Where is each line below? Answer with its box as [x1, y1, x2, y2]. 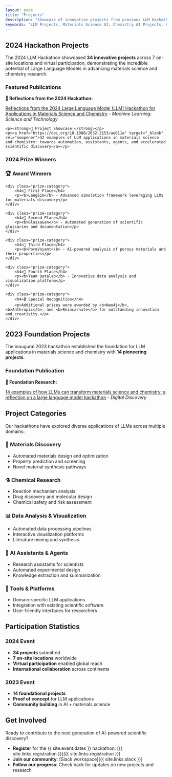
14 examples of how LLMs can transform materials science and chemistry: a [5, 389, 166, 395]
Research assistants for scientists [12, 561, 84, 567]
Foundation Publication [5, 367, 64, 374]
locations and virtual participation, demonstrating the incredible [14, 60, 148, 66]
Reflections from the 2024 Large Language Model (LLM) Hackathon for [5, 105, 156, 111]
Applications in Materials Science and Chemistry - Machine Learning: [5, 111, 152, 117]
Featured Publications [5, 83, 61, 90]
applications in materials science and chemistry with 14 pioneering [5, 349, 147, 355]
